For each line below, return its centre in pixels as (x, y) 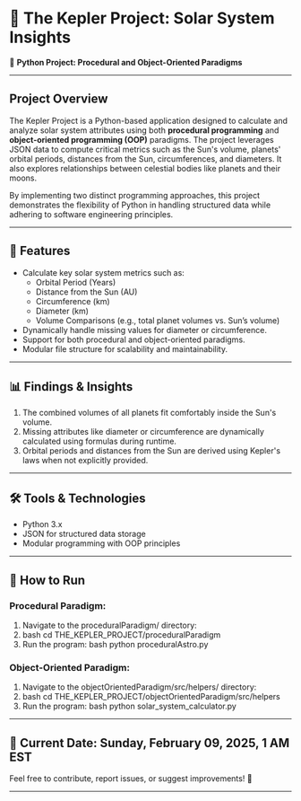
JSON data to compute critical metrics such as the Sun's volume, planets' (145, 149)
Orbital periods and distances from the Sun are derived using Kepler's (151, 451)
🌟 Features (40, 251)
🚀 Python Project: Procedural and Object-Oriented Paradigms (126, 62)
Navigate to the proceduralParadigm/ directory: (109, 625)
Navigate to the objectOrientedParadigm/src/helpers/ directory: (139, 687)
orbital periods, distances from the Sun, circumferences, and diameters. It (146, 158)
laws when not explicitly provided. (85, 461)
